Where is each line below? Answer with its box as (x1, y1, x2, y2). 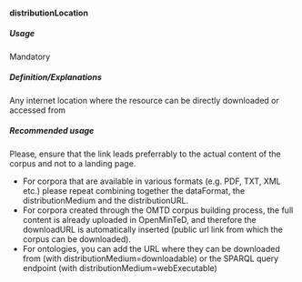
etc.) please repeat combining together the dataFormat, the (22, 185, 246, 196)
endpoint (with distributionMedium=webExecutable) (22, 262, 218, 273)
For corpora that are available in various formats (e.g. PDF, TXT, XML (22, 176, 282, 186)
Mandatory (9, 51, 51, 62)
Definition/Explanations (9, 72, 102, 83)
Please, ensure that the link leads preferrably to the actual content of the (9, 148, 281, 159)
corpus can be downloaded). (22, 233, 132, 245)
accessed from (9, 105, 66, 116)
